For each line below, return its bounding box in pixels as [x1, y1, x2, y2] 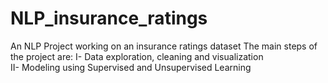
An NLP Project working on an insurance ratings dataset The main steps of [10, 40, 318, 52]
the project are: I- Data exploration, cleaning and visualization [10, 50, 264, 62]
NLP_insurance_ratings [10, 7, 208, 30]
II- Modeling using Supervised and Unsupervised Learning [10, 61, 252, 73]
